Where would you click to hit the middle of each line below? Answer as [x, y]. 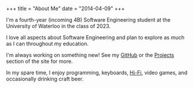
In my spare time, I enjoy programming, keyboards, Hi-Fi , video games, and [97, 72]
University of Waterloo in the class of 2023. [58, 26]
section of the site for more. [39, 61]
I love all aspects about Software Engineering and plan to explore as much [95, 37]
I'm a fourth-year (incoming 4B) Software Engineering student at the [88, 20]
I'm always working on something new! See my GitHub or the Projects [90, 55]
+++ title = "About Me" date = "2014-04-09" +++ [66, 9]
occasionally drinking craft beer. [45, 79]
